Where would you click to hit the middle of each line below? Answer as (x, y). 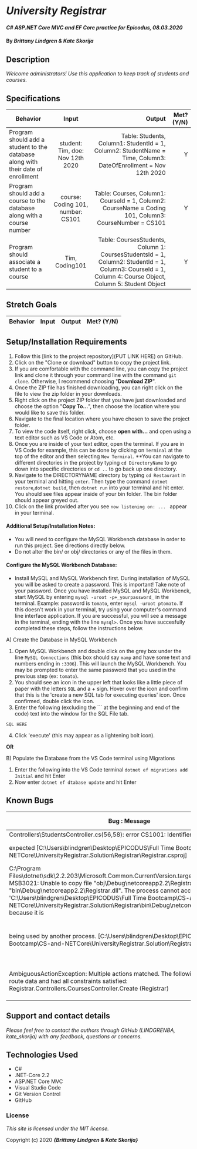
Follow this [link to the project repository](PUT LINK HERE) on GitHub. (99, 356)
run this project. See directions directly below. (70, 545)
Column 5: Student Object (130, 284)
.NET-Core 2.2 (32, 1075)
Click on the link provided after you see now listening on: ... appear (101, 506)
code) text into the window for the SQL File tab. (72, 714)
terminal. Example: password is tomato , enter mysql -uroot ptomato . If (98, 603)
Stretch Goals (32, 305)
